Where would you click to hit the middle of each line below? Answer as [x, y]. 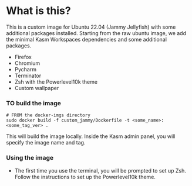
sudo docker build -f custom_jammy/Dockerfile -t [68, 120]
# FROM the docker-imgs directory [48, 115]
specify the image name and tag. [46, 143]
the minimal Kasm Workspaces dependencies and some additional [87, 39]
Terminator [28, 75]
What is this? [39, 11]
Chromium [27, 63]
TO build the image [34, 103]
